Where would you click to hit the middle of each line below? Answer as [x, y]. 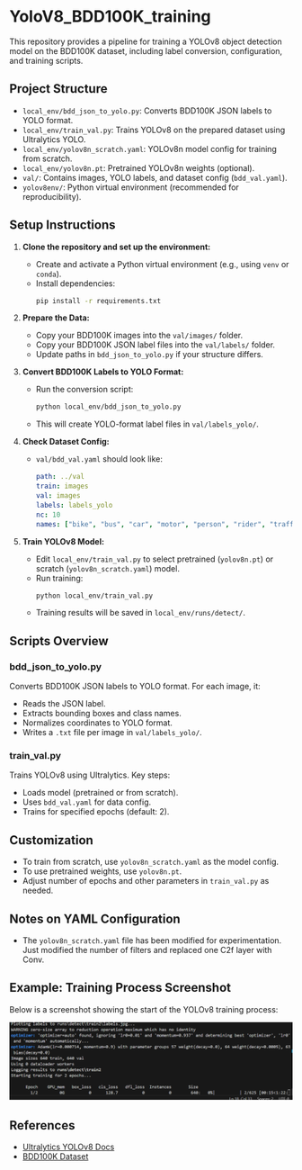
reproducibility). [52, 196]
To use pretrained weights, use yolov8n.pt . [102, 871]
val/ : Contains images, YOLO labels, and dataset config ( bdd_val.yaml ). [155, 177]
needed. [38, 891]
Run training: [59, 578]
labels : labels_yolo [74, 505]
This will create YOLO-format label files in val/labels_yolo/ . [147, 424]
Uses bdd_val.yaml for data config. [87, 802]
